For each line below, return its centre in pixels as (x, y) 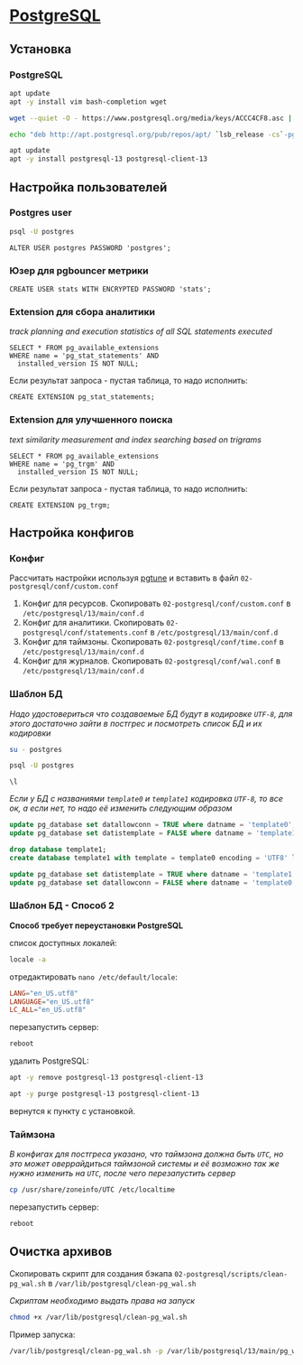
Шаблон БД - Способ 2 (62, 905)
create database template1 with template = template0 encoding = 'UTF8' (149, 858)
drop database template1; (58, 850)
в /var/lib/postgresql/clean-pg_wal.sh (122, 1283)
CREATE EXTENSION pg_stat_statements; (82, 397)
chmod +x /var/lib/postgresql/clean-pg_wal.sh (98, 1317)
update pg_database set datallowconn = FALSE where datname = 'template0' (153, 882)
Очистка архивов (61, 1252)
